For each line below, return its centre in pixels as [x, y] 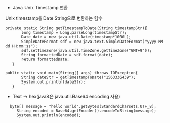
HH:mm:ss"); [25, 46]
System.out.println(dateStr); [53, 82]
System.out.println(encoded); [49, 115]
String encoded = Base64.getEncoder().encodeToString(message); [87, 111]
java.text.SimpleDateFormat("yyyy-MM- [124, 42]
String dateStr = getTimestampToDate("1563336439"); [79, 77]
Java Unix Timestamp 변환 [40, 7]
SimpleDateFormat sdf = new [51, 42]
